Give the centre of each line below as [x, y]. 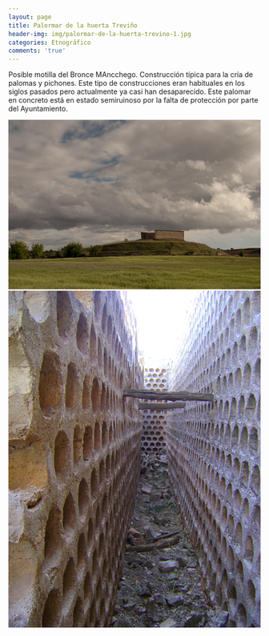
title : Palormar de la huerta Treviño [73, 25]
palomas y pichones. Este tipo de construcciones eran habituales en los [127, 83]
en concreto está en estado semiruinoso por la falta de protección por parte [133, 100]
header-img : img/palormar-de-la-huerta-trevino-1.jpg [100, 34]
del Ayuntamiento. [38, 109]
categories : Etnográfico [50, 43]
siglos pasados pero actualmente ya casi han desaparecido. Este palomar [130, 91]
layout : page [30, 17]
